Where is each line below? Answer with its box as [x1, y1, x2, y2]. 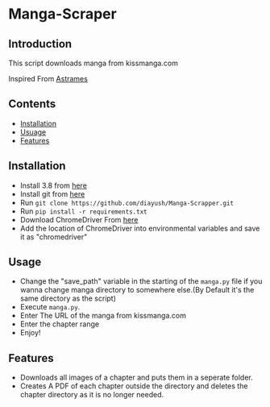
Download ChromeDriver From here [19, 214, 139, 224]
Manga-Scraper [8, 5, 117, 23]
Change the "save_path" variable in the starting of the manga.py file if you [19, 276, 263, 286]
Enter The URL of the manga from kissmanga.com [19, 311, 187, 321]
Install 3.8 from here [19, 181, 87, 190]
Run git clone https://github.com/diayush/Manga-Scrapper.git [19, 197, 235, 207]
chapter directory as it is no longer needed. [19, 390, 164, 400]
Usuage [19, 127, 47, 137]
